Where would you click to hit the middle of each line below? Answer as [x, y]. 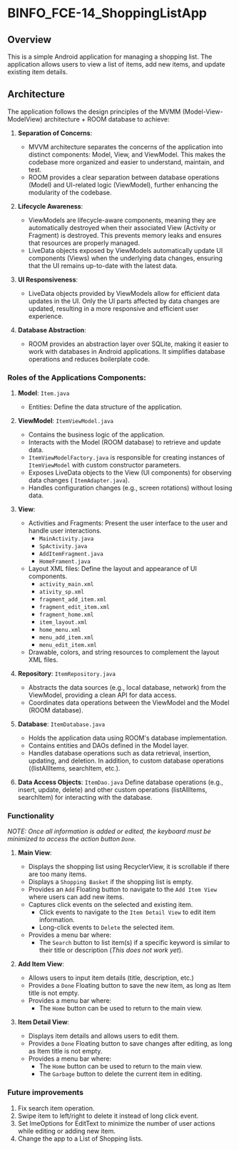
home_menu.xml [60, 630]
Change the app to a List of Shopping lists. [80, 1139]
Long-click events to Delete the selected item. [107, 928]
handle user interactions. [65, 531]
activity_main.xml [66, 585]
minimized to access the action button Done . [72, 839]
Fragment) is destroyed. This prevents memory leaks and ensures [125, 235]
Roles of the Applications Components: [77, 377]
